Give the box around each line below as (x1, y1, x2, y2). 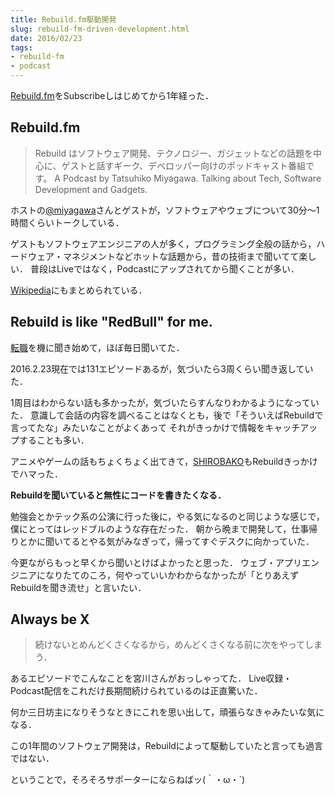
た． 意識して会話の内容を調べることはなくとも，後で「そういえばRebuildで (10, 409, 324, 421)
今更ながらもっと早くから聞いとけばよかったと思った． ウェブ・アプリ (10, 556, 302, 568)
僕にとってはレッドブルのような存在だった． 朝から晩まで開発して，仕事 (10, 522, 310, 535)
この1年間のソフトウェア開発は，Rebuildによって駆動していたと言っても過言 (10, 740, 323, 752)
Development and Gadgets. (34, 183, 148, 195)
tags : (10, 42, 33, 53)
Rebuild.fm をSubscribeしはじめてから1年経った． (10, 90, 215, 101)
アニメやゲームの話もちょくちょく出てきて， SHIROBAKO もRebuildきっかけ (10, 455, 318, 467)
